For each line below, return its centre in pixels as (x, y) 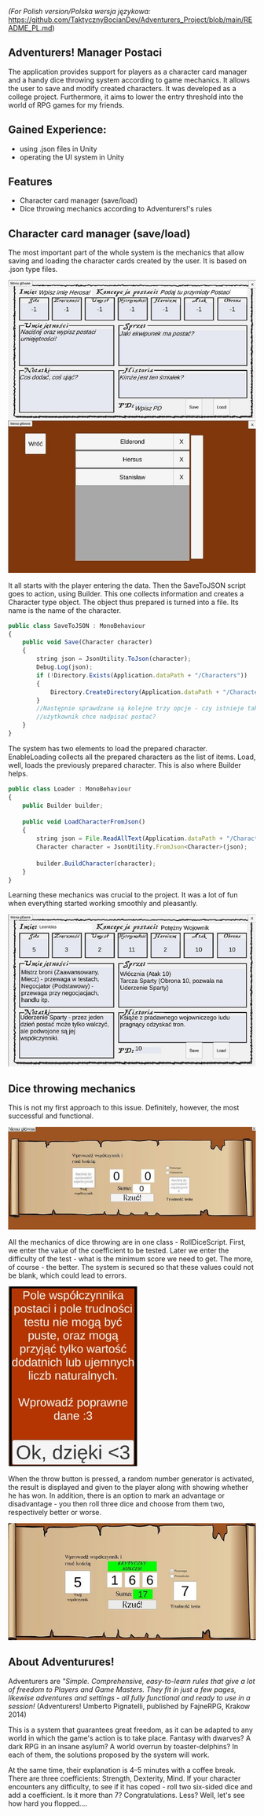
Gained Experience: (57, 130)
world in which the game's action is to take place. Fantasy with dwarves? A (130, 1738)
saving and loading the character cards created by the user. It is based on (128, 261)
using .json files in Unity (58, 149)
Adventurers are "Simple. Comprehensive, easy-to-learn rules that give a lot (132, 1681)
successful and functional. (51, 1116)
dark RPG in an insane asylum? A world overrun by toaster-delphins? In (123, 1746)
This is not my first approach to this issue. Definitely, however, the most (124, 1108)
